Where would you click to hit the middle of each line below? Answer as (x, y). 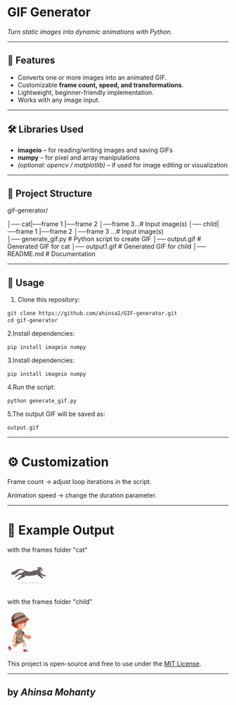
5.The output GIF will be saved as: (56, 414)
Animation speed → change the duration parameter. (82, 495)
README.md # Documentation (52, 254)
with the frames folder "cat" (47, 550)
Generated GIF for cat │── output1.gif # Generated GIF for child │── (106, 246)
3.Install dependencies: (41, 360)
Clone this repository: (48, 300)
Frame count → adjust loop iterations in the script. (79, 482)
